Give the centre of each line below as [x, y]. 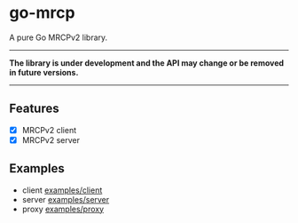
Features [34, 109]
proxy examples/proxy [63, 209]
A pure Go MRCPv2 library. [59, 37]
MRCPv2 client [49, 130]
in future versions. [44, 72]
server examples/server [66, 199]
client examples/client [62, 190]
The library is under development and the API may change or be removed [147, 63]
